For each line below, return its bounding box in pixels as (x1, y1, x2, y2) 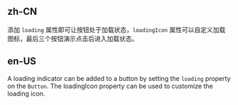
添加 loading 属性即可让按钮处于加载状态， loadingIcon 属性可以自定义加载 (7, 25, 226, 34)
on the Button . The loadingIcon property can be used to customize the (7, 82, 213, 90)
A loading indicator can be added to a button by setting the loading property (7, 74, 231, 82)
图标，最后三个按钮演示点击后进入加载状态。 (7, 34, 139, 43)
